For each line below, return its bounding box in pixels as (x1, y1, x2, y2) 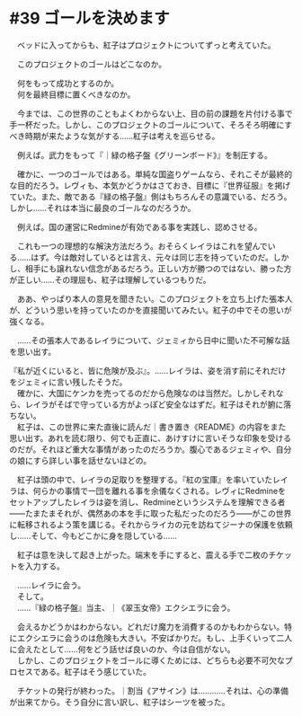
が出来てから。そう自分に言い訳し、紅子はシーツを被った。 (9, 696, 230, 707)
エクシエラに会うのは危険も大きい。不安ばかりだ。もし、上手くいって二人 (16, 632, 293, 643)
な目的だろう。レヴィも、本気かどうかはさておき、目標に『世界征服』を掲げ (9, 180, 290, 190)
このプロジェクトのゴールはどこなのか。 (16, 58, 167, 69)
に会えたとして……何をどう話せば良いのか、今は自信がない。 (9, 643, 235, 654)
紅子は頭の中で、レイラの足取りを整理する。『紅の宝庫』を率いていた (16, 473, 273, 485)
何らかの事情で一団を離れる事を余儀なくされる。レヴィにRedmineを (32, 485, 286, 496)
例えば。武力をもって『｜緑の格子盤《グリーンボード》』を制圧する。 (16, 149, 272, 160)
